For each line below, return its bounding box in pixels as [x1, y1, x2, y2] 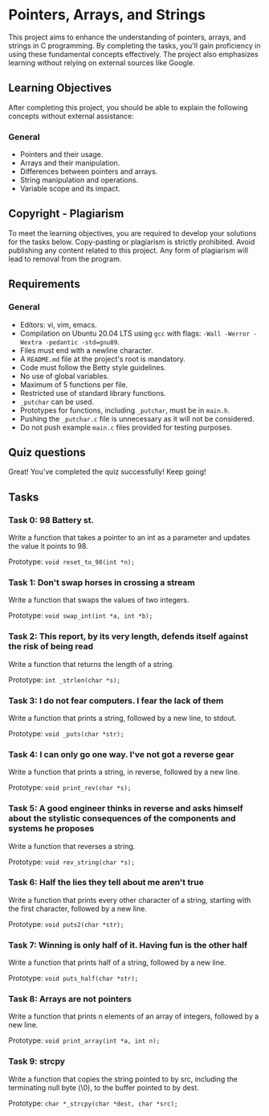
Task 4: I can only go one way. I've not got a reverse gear [8, 748, 234, 760]
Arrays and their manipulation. [19, 159, 120, 168]
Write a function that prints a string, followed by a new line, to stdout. [8, 713, 237, 723]
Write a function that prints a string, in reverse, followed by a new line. [8, 767, 240, 777]
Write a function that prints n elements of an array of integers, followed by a [8, 1011, 259, 1021]
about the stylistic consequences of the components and [8, 813, 236, 824]
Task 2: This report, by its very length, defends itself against [8, 631, 249, 642]
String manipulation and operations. [19, 175, 139, 185]
